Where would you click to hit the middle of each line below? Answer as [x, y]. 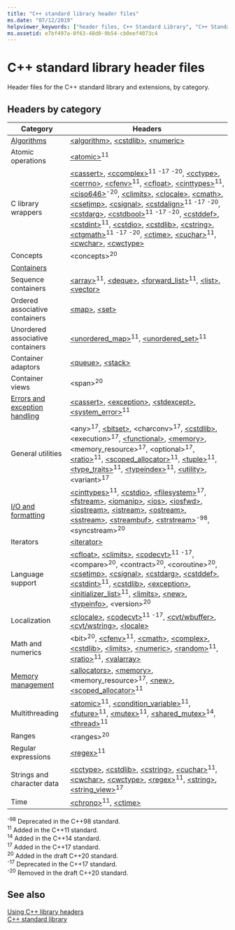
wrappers [27, 212]
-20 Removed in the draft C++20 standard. [68, 872]
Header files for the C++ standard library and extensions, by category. [108, 87]
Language [27, 574]
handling [25, 415]
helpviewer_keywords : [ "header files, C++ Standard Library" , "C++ [108, 27]
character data [35, 783]
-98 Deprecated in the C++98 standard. [64, 821]
